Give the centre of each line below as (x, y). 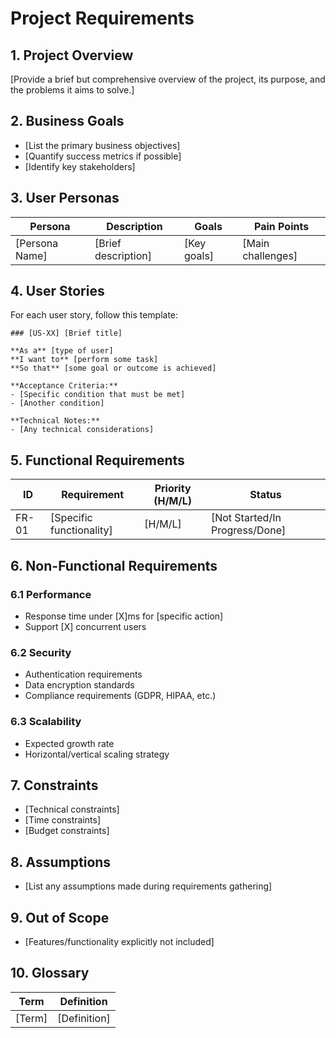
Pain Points (282, 226)
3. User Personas (65, 198)
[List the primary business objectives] (102, 145)
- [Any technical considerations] (82, 430)
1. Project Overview (72, 55)
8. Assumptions (61, 862)
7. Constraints (54, 785)
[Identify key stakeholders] (80, 166)
